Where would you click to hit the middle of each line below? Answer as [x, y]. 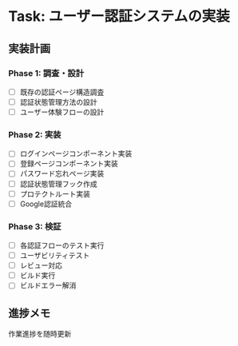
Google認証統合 [46, 204]
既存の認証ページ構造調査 [62, 92]
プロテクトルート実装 [55, 193]
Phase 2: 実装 [35, 134]
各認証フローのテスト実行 [62, 245]
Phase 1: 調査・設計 [46, 73]
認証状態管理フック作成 [58, 184]
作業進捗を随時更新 [40, 334]
